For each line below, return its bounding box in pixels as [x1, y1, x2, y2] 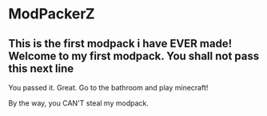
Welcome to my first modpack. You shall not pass [8, 49, 260, 62]
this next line [8, 62, 74, 75]
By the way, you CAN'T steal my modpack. [8, 98, 149, 108]
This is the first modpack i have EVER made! [8, 37, 233, 50]
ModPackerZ [8, 5, 95, 23]
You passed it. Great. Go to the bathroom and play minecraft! [8, 83, 209, 92]
